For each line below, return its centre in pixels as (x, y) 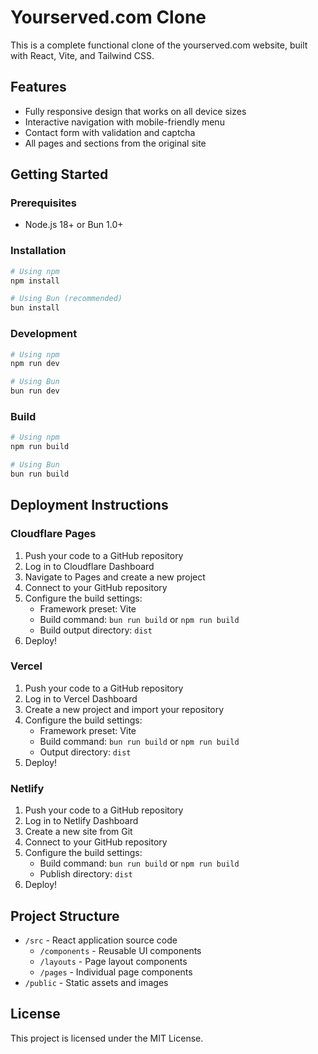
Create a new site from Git (78, 832)
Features (38, 87)
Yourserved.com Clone (108, 17)
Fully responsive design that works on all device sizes (135, 111)
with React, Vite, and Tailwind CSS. (82, 55)
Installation (38, 251)
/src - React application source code (101, 940)
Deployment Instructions (89, 505)
